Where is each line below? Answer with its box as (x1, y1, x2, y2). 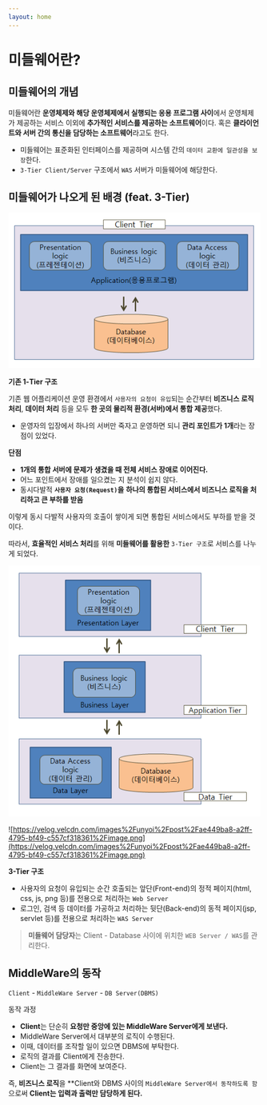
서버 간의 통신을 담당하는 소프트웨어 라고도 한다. (22, 128, 169, 138)
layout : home (8, 13, 52, 21)
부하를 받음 (49, 495, 84, 505)
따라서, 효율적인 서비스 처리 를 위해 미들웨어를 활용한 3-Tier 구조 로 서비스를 (8, 539, 242, 549)
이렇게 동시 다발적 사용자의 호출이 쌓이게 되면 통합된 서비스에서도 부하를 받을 (8, 512, 248, 521)
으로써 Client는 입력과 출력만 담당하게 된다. (8, 1088, 143, 1099)
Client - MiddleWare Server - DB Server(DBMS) (8, 988, 159, 998)
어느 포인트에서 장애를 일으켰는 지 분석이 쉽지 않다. (19, 475, 178, 485)
